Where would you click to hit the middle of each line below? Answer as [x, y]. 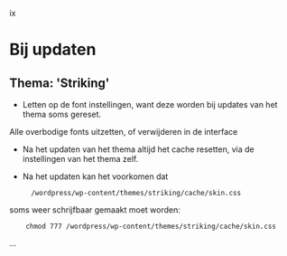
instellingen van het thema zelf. [80, 159]
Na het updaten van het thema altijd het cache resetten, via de [138, 149]
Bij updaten [53, 50]
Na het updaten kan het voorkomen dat [95, 176]
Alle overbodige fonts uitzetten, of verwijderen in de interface [124, 132]
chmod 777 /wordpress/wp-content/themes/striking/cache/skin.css [151, 226]
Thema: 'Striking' [60, 83]
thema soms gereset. [62, 114]
